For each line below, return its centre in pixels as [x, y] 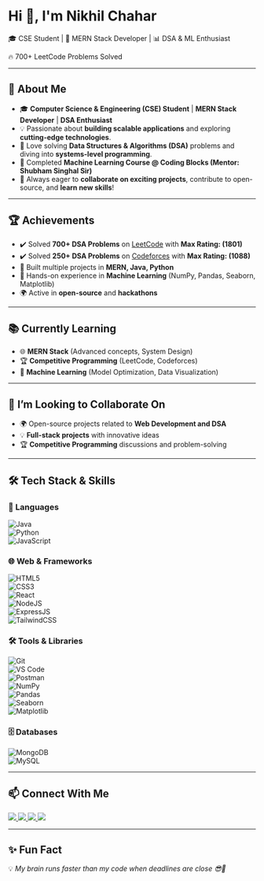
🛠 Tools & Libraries [46, 641]
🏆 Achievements [51, 221]
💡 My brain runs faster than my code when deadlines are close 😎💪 [117, 868]
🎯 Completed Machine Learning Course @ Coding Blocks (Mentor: [129, 162]
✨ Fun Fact [35, 850]
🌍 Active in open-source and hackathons [88, 292]
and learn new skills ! [80, 187]
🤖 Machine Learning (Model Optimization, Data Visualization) [119, 372]
